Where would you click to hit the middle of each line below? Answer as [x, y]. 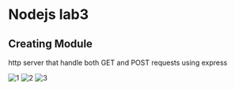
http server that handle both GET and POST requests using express [118, 62]
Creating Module [51, 44]
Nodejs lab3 [49, 15]
